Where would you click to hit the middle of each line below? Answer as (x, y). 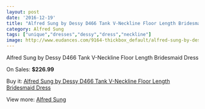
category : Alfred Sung (35, 29)
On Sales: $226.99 (30, 69)
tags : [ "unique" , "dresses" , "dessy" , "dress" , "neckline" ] (79, 35)
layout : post (23, 12)
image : (15, 40)
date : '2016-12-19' (31, 18)
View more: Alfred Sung (36, 99)
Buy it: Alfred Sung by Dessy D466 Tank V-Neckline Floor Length (88, 81)
